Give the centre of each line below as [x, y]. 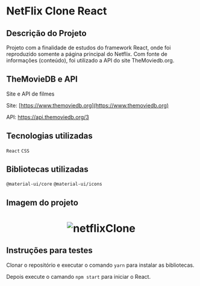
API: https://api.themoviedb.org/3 [48, 117]
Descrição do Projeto [46, 33]
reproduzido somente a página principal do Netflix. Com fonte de [87, 54]
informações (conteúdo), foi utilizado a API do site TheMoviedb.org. [90, 60]
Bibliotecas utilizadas [47, 169]
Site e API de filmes [30, 94]
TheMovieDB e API [42, 79]
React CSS [18, 151]
